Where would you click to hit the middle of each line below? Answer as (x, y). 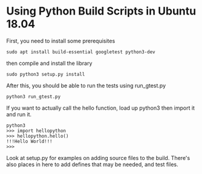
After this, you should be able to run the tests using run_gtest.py (86, 85)
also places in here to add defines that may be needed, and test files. (92, 164)
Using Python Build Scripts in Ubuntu (101, 11)
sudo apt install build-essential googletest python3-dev (81, 52)
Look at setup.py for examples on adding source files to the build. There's (98, 158)
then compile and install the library (49, 63)
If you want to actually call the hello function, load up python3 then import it (101, 108)
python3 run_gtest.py (34, 96)
